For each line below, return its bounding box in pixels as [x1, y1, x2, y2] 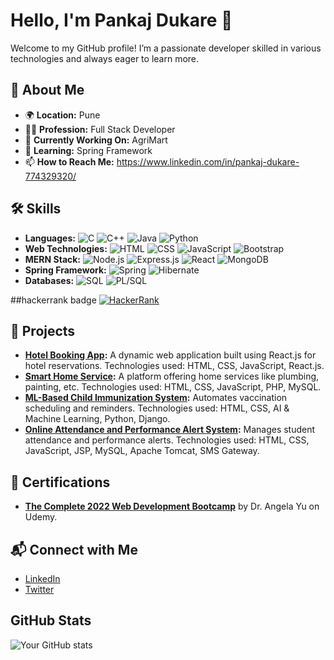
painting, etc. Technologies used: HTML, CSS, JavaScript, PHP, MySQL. [24, 381, 322, 393]
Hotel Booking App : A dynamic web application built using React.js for [24, 349, 317, 361]
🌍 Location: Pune [24, 109, 101, 121]
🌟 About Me [10, 82, 85, 99]
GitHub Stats [10, 612, 92, 629]
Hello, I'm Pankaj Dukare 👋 [10, 9, 233, 32]
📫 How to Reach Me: [24, 155, 115, 168]
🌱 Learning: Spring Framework [24, 144, 153, 156]
